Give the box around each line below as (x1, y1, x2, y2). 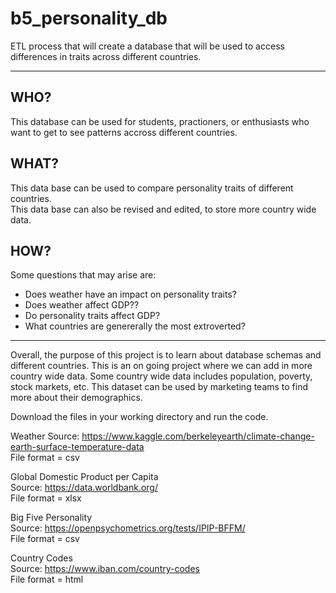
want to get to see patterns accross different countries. (10, 126, 238, 138)
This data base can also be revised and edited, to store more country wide (10, 203, 317, 215)
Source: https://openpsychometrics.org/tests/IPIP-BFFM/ (10, 522, 246, 534)
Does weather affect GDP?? (24, 299, 140, 311)
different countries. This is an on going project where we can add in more (10, 360, 313, 372)
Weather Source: (10, 430, 80, 442)
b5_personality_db (10, 7, 168, 30)
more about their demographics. (10, 392, 143, 404)
